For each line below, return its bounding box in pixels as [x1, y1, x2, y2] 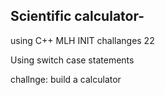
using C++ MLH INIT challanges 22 [10, 34, 155, 46]
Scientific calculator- [10, 8, 145, 25]
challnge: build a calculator [10, 73, 122, 85]
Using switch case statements [10, 54, 135, 66]
